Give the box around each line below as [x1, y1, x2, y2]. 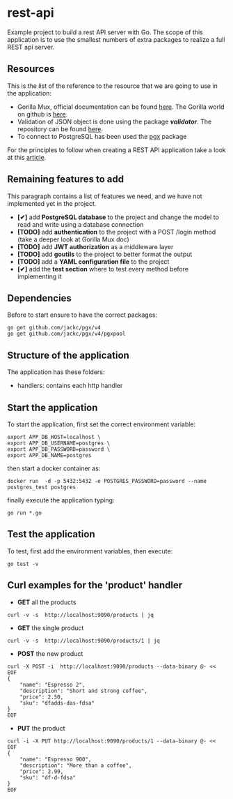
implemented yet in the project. [7, 199, 97, 207]
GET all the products [17, 598, 77, 606]
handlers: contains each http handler [17, 382, 123, 390]
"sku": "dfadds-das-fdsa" [19, 699, 95, 706]
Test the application [7, 528, 95, 540]
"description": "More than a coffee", [19, 762, 132, 769]
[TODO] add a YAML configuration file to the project [17, 257, 170, 266]
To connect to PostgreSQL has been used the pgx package [17, 132, 187, 140]
